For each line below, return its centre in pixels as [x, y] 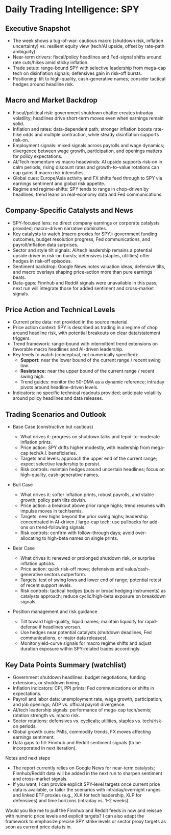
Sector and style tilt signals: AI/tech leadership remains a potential [82, 250]
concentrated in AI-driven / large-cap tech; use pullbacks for [84, 522]
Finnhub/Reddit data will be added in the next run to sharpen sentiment [87, 773]
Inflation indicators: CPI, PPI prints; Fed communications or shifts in [83, 688]
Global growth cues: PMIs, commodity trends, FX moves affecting [82, 732]
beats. [19, 277]
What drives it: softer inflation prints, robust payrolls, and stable [87, 495]
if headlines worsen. [60, 627]
